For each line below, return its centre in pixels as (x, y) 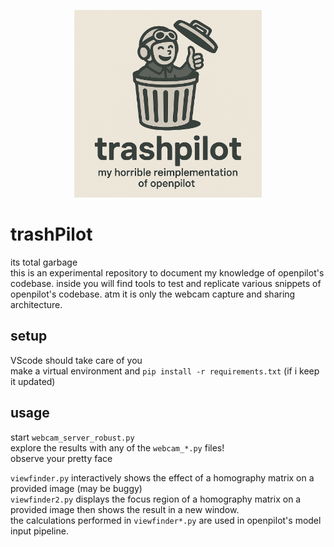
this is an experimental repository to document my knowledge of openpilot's (167, 272)
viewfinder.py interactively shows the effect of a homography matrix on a (162, 477)
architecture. (36, 304)
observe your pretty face (61, 458)
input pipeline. (39, 531)
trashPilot (51, 234)
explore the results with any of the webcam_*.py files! (117, 447)
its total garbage (44, 262)
